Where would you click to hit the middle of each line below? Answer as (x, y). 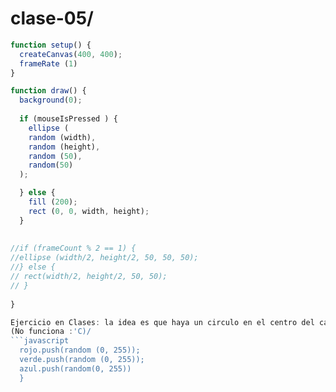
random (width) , (62, 137)
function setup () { (51, 45)
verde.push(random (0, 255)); (82, 360)
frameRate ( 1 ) (48, 63)
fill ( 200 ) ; (53, 202)
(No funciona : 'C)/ (51, 332)
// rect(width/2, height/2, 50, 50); (89, 277)
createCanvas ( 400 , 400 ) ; (71, 54)
